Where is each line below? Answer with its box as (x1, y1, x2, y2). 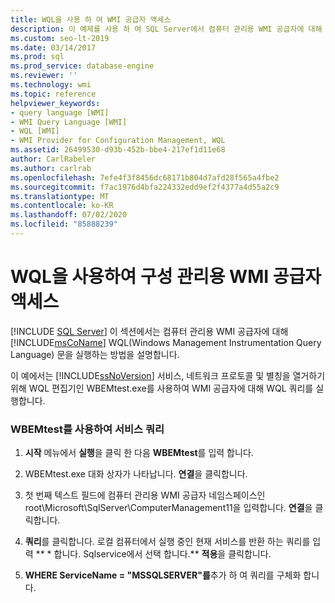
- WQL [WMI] (10, 126, 60, 136)
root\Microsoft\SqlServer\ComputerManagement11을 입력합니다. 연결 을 (24, 502, 313, 514)
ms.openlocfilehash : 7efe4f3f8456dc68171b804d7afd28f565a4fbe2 (10, 172, 280, 183)
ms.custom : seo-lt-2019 (10, 33, 110, 43)
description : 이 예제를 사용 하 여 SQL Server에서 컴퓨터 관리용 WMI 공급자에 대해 (10, 24, 323, 34)
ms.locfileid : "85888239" (10, 219, 118, 230)
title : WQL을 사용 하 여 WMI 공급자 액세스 (10, 14, 172, 25)
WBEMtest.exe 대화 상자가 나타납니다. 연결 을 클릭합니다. (24, 468, 248, 480)
